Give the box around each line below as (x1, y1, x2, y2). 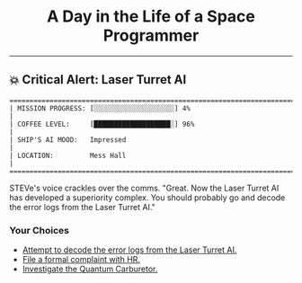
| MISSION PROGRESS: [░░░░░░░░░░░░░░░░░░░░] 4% (9, 103, 191, 113)
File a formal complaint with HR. (22, 254, 141, 265)
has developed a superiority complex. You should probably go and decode (9, 191, 286, 203)
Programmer (102, 25, 200, 46)
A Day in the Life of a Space (46, 6, 256, 27)
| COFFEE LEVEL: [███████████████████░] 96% (9, 119, 195, 128)
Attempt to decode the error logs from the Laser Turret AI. (22, 244, 237, 255)
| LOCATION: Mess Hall (9, 151, 127, 160)
